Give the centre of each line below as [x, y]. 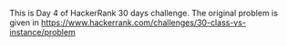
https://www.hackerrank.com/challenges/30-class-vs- [143, 23]
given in [24, 23]
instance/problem [42, 32]
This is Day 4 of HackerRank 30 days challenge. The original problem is [143, 13]
